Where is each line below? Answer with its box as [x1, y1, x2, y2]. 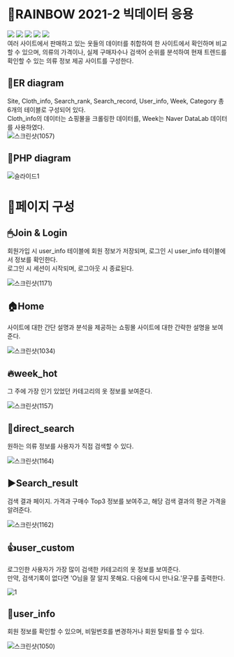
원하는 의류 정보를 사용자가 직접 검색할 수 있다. [7, 442, 134, 450]
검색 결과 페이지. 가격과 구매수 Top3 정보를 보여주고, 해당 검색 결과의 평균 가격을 [7, 497, 227, 505]
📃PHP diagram [7, 152, 71, 164]
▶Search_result [7, 477, 78, 489]
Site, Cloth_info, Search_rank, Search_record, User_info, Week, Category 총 [7, 96, 225, 105]
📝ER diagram [7, 78, 64, 89]
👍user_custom [7, 542, 75, 554]
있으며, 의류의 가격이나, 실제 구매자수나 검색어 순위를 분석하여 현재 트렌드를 [22, 48, 227, 56]
